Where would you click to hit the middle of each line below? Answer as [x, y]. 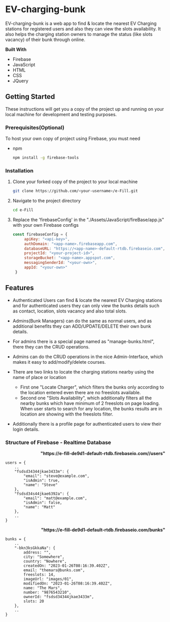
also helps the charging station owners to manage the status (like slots [79, 34]
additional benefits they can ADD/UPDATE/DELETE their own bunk [82, 326]
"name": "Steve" [41, 485]
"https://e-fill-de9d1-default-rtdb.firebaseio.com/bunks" [103, 530]
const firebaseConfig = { [40, 234]
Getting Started [30, 97]
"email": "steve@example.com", [57, 476]
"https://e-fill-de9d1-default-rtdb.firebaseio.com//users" [103, 453]
